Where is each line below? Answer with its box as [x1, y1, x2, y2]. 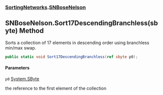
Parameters [5, 65, 30, 71]
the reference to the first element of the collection [5, 85, 107, 91]
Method [19, 26, 44, 35]
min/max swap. [5, 45, 36, 50]
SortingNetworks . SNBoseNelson [5, 4, 86, 11]
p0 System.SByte [5, 75, 40, 82]
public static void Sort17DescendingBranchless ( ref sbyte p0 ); [5, 54, 138, 59]
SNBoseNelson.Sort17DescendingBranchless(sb [5, 19, 158, 27]
